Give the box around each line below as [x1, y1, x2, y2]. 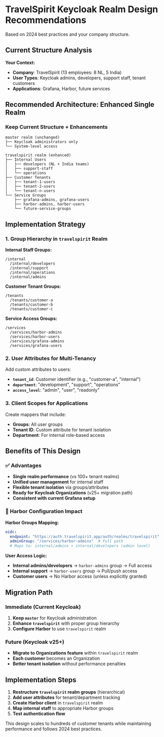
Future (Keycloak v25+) [5, 638, 65, 645]
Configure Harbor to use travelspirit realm [12, 626, 106, 632]
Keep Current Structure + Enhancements [5, 124, 108, 131]
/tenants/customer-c [10, 307, 53, 312]
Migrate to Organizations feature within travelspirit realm [12, 650, 138, 656]
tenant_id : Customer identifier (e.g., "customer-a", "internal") [12, 376, 141, 382]
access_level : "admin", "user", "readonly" [12, 387, 100, 393]
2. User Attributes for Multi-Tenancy [5, 355, 96, 362]
